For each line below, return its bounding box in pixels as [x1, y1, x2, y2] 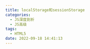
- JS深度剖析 [10, 17, 35, 22]
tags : [5, 27, 17, 32]
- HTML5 [10, 31, 27, 36]
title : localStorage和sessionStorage [5, 7, 85, 13]
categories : [5, 12, 31, 17]
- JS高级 [10, 21, 27, 27]
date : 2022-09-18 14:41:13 [5, 36, 63, 41]
